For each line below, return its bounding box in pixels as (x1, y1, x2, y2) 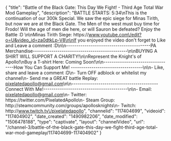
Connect (5, 86, 24, 92)
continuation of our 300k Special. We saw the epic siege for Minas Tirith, (5, 15, 159, 21)
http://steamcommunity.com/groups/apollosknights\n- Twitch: (5, 103, 137, 108)
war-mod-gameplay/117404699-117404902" (5, 130, 99, 135)
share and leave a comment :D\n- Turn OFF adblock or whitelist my (5, 70, 147, 76)
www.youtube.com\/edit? (88, 32, 142, 37)
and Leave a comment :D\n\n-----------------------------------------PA (5, 43, 157, 48)
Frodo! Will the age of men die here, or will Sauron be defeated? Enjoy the (5, 26, 161, 32)
